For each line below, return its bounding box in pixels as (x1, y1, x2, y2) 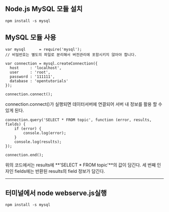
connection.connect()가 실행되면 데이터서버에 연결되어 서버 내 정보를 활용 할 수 (5, 101, 162, 107)
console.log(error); (23, 130, 66, 135)
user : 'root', (10, 70, 51, 75)
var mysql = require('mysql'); (5, 47, 82, 52)
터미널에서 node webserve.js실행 (5, 189, 107, 197)
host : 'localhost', (10, 65, 62, 70)
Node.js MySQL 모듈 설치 (5, 5, 83, 14)
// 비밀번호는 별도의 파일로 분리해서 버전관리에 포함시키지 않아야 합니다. (5, 52, 137, 57)
